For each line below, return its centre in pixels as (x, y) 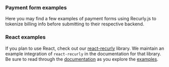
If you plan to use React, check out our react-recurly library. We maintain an (85, 48)
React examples (25, 37)
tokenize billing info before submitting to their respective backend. (75, 24)
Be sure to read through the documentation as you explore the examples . (82, 59)
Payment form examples (36, 8)
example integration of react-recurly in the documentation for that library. (83, 54)
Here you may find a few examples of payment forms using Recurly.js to (81, 19)
